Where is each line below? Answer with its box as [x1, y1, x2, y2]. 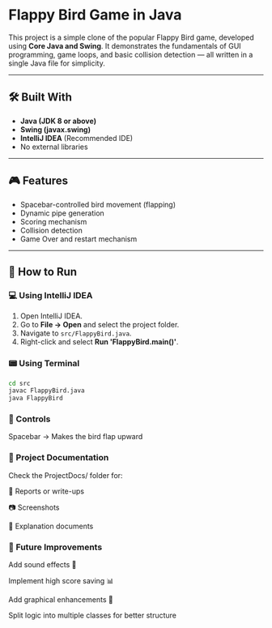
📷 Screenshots [8, 502, 60, 512]
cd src [8, 379, 31, 387]
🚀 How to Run [8, 265, 78, 279]
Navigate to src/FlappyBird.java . [19, 328, 132, 338]
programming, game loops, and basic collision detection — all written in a [8, 49, 253, 59]
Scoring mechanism [19, 216, 87, 226]
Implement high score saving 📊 [8, 576, 114, 586]
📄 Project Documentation [8, 452, 109, 464]
